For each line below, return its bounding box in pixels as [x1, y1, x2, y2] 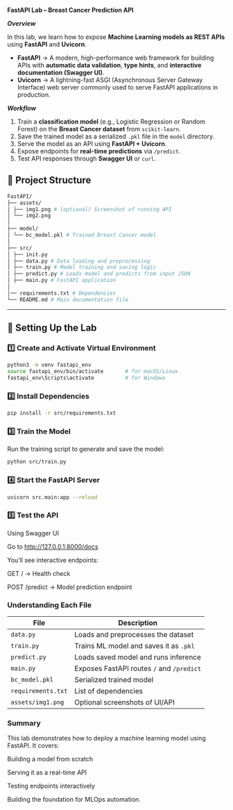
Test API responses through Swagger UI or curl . [17, 154, 156, 163]
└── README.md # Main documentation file [7, 296, 129, 303]
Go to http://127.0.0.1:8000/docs [7, 542, 98, 551]
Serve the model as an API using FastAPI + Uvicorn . [17, 140, 167, 148]
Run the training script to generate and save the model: [7, 445, 165, 454]
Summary [7, 718, 42, 728]
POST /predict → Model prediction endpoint [7, 583, 132, 591]
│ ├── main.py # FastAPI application [7, 277, 116, 284]
